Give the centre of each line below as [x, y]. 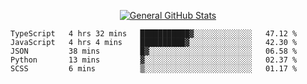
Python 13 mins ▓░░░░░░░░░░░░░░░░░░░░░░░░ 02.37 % [154, 60]
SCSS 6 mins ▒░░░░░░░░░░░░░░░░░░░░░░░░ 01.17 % [154, 69]
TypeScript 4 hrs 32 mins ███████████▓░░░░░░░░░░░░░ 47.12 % [154, 34]
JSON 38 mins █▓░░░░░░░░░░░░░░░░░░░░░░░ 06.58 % [154, 51]
